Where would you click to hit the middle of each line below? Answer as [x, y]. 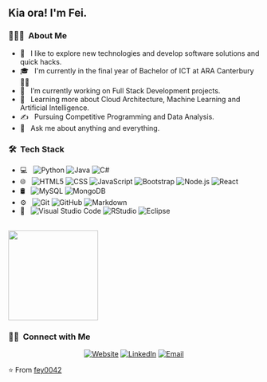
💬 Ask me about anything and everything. [90, 128]
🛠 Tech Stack [37, 149]
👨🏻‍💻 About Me [38, 36]
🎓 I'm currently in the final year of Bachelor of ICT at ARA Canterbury [137, 70]
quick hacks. [41, 61]
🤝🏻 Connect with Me [49, 337]
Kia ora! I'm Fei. [48, 13]
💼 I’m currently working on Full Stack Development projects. [120, 90]
